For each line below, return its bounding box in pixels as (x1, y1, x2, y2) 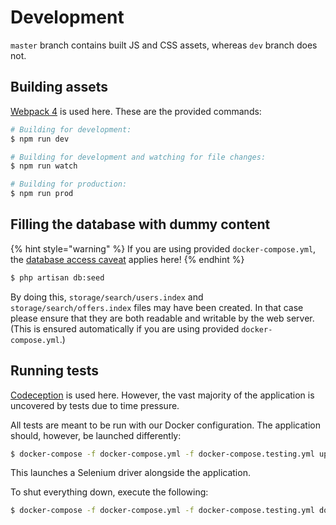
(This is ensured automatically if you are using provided (10, 322, 240, 335)
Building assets (10, 79, 109, 96)
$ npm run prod (10, 189, 74, 199)
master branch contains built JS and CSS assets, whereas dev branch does (10, 39, 318, 51)
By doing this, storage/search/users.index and (10, 291, 204, 303)
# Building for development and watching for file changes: (10, 152, 267, 162)
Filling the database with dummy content (10, 216, 271, 233)
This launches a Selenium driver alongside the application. (10, 467, 251, 479)
